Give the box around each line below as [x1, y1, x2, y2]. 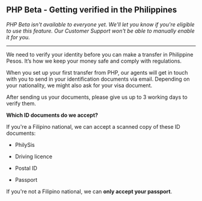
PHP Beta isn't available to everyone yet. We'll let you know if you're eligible [6, 20, 195, 28]
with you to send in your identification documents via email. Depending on [6, 75, 191, 82]
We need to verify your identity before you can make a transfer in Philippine [6, 51, 194, 58]
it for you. [6, 33, 30, 41]
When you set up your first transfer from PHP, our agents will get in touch [6, 69, 188, 76]
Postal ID [14, 164, 38, 172]
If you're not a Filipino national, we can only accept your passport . [6, 188, 173, 195]
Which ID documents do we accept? [6, 111, 98, 119]
